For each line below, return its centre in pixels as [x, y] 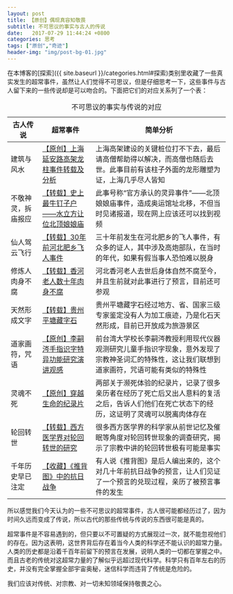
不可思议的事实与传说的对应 [116, 107]
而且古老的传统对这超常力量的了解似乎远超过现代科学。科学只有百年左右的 [113, 560]
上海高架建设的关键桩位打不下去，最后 [158, 148]
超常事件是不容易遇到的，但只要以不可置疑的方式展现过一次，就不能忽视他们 [116, 534]
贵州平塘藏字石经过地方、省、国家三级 [158, 305]
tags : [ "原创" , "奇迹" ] [38, 46]
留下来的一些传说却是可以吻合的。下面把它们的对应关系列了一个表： [110, 90]
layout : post [26, 14]
